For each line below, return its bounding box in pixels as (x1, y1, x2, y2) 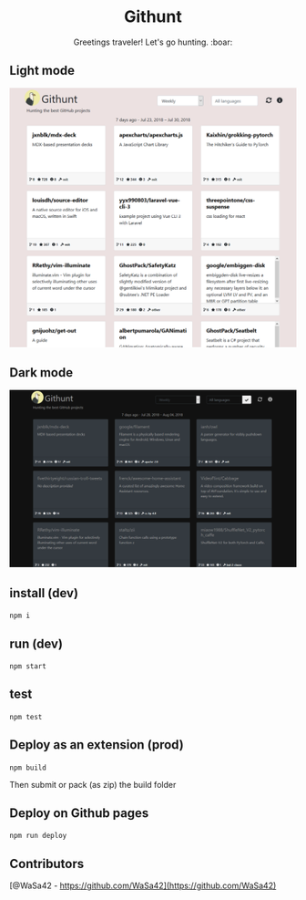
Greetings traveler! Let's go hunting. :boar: (73, 36, 233, 47)
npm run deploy (9, 832, 67, 841)
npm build (9, 763, 47, 772)
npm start (9, 662, 47, 671)
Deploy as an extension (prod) (9, 737, 184, 753)
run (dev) (9, 636, 64, 651)
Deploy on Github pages (9, 805, 149, 822)
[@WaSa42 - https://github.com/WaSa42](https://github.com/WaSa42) (9, 880, 277, 891)
